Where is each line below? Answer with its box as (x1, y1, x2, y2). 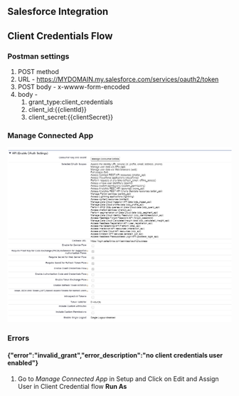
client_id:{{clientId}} (28, 105, 87, 114)
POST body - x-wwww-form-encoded (17, 83, 130, 91)
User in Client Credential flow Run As (17, 382, 127, 390)
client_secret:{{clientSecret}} (28, 113, 114, 122)
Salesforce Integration (7, 6, 109, 18)
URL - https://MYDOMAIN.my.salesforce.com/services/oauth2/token (17, 75, 219, 84)
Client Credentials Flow (7, 30, 113, 42)
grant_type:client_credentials (28, 98, 114, 106)
